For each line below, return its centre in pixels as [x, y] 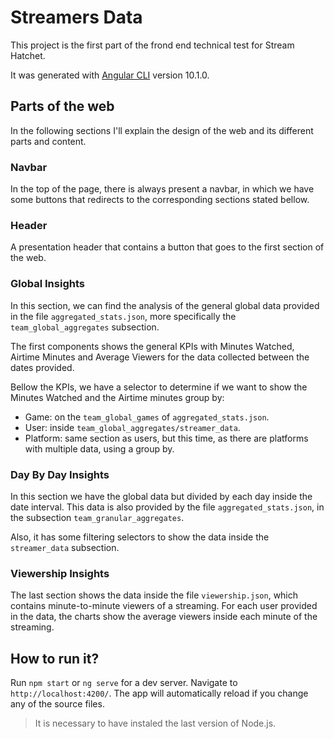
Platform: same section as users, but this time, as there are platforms [166, 438]
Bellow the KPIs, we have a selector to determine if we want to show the [159, 387]
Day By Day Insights [60, 474]
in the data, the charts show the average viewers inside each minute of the [164, 617]
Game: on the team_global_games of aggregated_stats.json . [147, 417]
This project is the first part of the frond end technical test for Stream [152, 45]
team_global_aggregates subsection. [85, 327]
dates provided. [42, 367]
